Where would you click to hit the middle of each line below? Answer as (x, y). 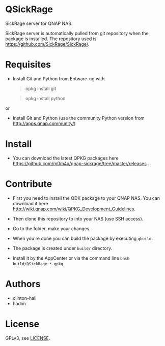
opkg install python (45, 98)
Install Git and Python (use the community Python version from (79, 118)
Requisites (28, 65)
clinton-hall (24, 298)
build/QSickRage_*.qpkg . (38, 263)
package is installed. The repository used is (51, 39)
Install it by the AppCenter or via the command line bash (71, 258)
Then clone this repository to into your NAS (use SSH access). (78, 218)
